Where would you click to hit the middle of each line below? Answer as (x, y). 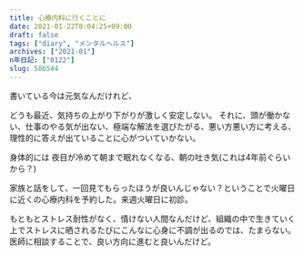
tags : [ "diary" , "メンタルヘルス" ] (72, 43)
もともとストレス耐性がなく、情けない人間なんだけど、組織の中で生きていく (152, 219)
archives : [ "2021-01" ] (52, 52)
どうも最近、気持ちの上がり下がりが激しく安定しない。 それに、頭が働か (146, 115)
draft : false (34, 35)
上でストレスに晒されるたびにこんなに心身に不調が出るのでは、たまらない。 (153, 229)
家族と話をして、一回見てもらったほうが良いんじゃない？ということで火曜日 (152, 188)
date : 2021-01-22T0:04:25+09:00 (71, 26)
